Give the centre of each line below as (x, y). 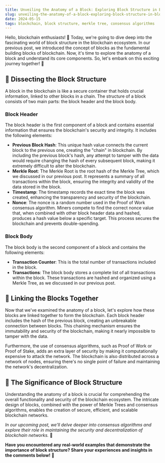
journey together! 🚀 (25, 64)
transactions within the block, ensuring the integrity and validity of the (83, 182)
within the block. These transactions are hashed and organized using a (84, 278)
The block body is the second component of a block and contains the (75, 247)
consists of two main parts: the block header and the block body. (71, 102)
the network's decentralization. (37, 367)
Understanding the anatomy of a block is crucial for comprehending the (77, 394)
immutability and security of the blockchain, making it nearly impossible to (80, 331)
